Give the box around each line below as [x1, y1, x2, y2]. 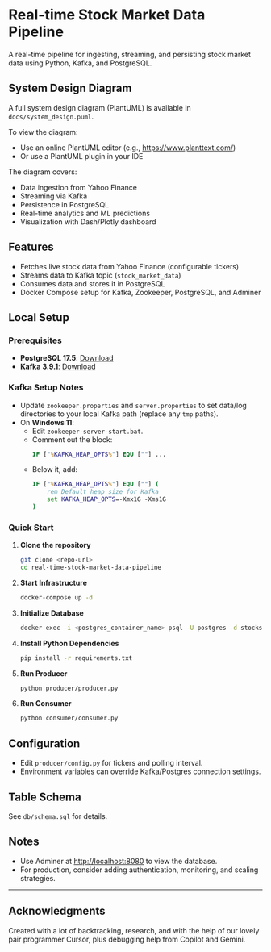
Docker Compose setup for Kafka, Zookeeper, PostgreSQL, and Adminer [19, 287, 261, 297]
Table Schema [8, 790, 82, 804]
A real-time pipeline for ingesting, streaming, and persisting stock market [8, 49, 252, 59]
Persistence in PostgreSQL [19, 199, 110, 209]
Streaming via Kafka [19, 191, 88, 201]
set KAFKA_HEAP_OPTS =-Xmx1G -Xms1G [47, 495, 167, 503]
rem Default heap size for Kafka [47, 488, 160, 496]
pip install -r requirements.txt [19, 653, 133, 662]
